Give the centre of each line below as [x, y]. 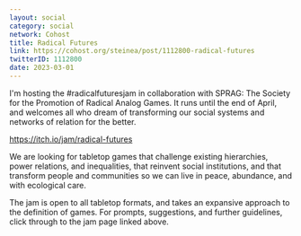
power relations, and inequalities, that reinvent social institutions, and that [145, 166]
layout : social [38, 17]
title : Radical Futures [54, 43]
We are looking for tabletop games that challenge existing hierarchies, [139, 156]
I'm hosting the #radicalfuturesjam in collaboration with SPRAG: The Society [150, 93]
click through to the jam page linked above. [89, 222]
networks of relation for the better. [73, 121]
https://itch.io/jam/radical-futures [71, 139]
